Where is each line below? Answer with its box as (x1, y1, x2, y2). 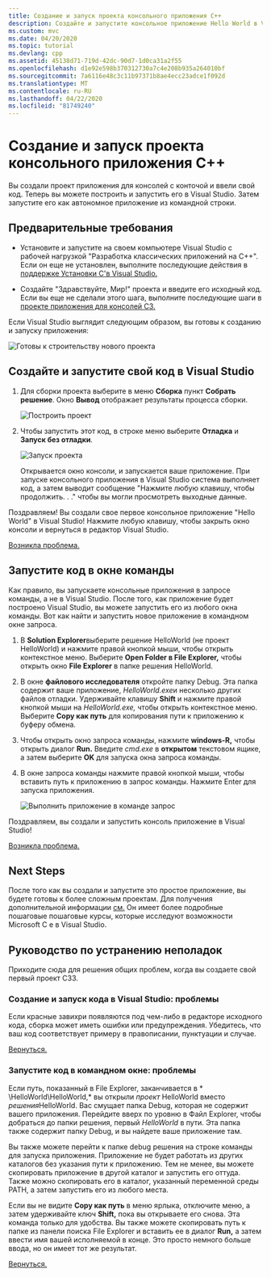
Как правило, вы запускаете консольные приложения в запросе (8, 585, 231, 595)
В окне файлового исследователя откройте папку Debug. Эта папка (19, 676, 258, 686)
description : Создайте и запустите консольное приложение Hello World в (8, 19, 258, 27)
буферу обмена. (19, 719, 77, 729)
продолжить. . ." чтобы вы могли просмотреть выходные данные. (19, 491, 248, 501)
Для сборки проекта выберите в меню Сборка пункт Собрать (19, 386, 236, 396)
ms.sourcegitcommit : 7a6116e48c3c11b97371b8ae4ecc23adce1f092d (8, 72, 226, 80)
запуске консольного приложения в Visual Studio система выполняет (19, 474, 260, 484)
